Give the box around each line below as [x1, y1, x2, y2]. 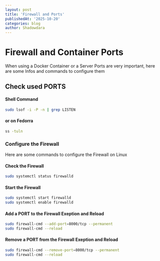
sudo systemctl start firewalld [5, 196, 71, 200]
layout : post [5, 7, 32, 12]
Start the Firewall [5, 184, 41, 190]
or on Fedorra [5, 118, 33, 124]
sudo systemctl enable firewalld [5, 200, 74, 205]
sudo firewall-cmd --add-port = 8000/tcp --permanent [5, 222, 113, 227]
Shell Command [5, 97, 38, 102]
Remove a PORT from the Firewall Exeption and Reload [5, 237, 118, 243]
